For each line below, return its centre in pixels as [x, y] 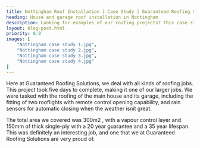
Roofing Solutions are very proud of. [51, 139]
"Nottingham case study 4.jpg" [56, 61]
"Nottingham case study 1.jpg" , [57, 45]
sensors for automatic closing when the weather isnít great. [79, 109]
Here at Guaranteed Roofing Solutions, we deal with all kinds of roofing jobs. [100, 83]
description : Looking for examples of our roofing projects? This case [97, 22]
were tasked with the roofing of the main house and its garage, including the [100, 96]
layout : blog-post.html [36, 28]
